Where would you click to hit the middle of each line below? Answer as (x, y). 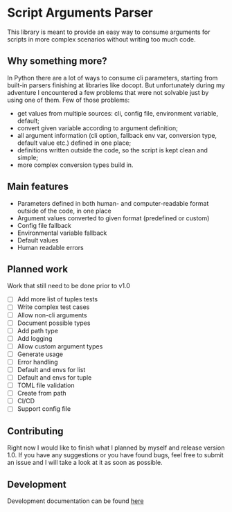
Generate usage (40, 354)
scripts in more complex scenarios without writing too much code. (101, 39)
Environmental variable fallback (62, 233)
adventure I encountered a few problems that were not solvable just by (108, 92)
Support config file (44, 409)
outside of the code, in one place (64, 211)
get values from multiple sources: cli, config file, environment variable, (117, 113)
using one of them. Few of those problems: (69, 100)
